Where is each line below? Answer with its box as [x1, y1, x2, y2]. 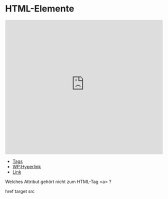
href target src [5, 188, 35, 194]
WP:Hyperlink [12, 163, 41, 169]
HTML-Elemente [5, 3, 74, 14]
